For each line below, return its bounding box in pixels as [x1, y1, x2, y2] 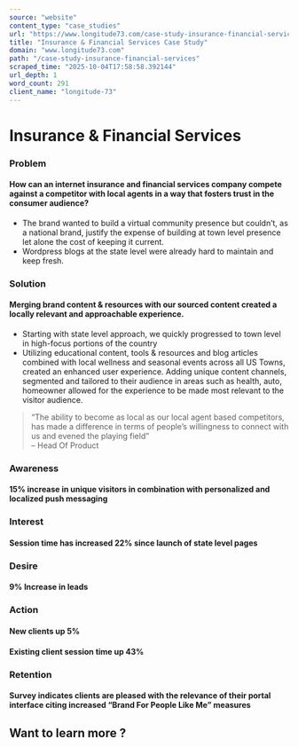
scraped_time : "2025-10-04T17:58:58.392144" [9, 63, 176, 72]
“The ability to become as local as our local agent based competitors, [30, 412, 286, 422]
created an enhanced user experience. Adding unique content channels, [21, 366, 286, 377]
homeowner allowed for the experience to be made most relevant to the [21, 385, 285, 396]
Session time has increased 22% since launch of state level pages [9, 538, 258, 548]
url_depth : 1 [9, 71, 58, 80]
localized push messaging [9, 493, 108, 504]
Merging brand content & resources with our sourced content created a [9, 299, 278, 311]
